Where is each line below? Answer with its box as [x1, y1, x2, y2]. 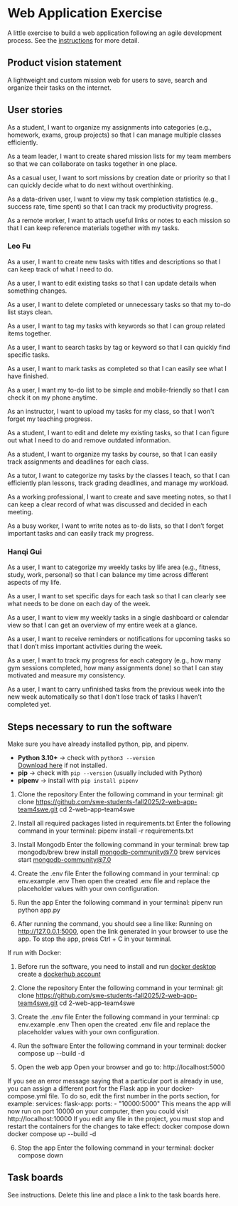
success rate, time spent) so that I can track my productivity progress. [7, 202, 213, 211]
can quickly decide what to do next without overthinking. [7, 180, 174, 189]
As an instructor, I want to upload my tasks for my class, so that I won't [7, 407, 215, 415]
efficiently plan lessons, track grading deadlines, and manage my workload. [7, 479, 229, 487]
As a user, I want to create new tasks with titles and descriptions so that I [7, 257, 221, 266]
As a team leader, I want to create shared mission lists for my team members [7, 152, 232, 160]
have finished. [7, 372, 49, 380]
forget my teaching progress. [7, 415, 93, 423]
